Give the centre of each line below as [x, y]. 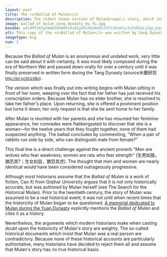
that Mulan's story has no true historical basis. [52, 249]
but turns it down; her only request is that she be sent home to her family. [80, 109]
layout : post [19, 10]
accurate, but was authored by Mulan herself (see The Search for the [76, 187]
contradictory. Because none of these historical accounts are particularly [80, 239]
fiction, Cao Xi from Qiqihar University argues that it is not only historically [81, 182]
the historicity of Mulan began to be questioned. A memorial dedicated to [80, 203]
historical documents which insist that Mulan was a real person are [74, 233]
